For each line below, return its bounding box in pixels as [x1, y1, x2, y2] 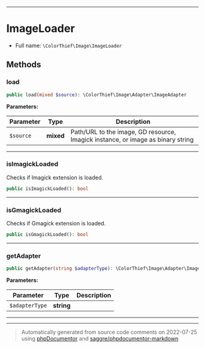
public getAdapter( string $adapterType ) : [6, 266, 113, 272]
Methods [6, 59, 41, 70]
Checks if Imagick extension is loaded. [6, 173, 104, 181]
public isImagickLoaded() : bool [6, 186, 88, 192]
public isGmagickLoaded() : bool [6, 231, 88, 237]
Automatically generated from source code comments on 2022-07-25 [21, 328, 197, 336]
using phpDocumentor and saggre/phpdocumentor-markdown [21, 335, 179, 343]
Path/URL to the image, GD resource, [70, 128, 176, 136]
